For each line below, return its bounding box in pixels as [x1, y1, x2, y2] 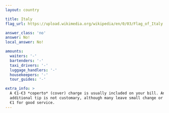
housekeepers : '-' [10, 72, 49, 77]
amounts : [5, 49, 24, 54]
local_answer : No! [5, 40, 44, 45]
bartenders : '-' [10, 58, 44, 63]
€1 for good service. [10, 100, 55, 105]
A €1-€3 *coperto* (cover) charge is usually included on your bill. [10, 91, 158, 96]
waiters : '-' [10, 53, 37, 59]
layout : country [5, 7, 39, 13]
